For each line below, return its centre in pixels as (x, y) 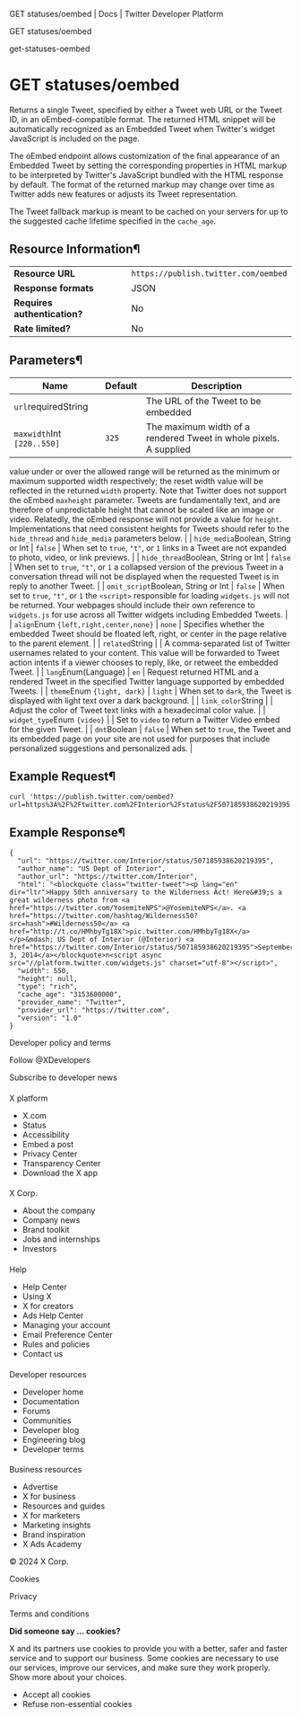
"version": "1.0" (50, 1018)
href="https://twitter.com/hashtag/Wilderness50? (104, 916)
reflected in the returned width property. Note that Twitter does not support (148, 491)
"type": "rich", (47, 987)
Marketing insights (56, 1525)
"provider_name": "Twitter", (72, 1003)
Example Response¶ (67, 832)
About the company (59, 1211)
